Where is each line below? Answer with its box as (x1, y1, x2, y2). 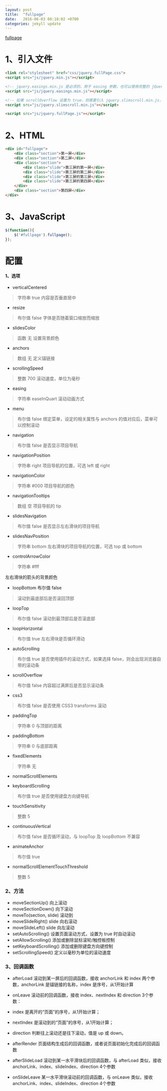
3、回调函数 (5, 963, 34, 970)
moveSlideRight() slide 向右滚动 (12, 918, 78, 924)
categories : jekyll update (5, 21, 61, 26)
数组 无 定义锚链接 (17, 355, 55, 361)
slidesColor (12, 324, 36, 331)
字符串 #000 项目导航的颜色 (17, 483, 75, 489)
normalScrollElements (12, 773, 58, 779)
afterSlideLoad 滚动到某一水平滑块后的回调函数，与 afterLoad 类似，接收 (12, 1058, 162, 1064)
